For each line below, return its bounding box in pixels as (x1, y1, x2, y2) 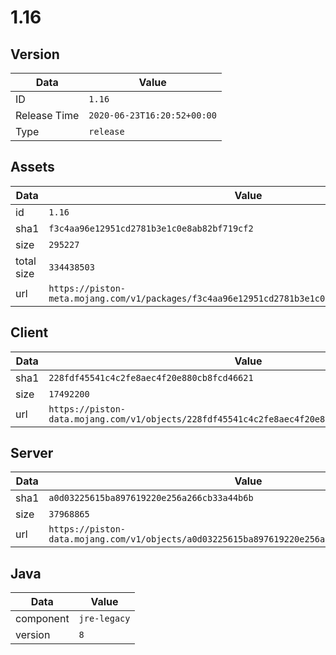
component (15, 612, 70, 626)
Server (10, 445, 54, 462)
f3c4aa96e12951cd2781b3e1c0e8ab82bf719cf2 (48, 222, 254, 234)
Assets (10, 159, 55, 176)
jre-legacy (78, 613, 131, 625)
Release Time (15, 109, 80, 122)
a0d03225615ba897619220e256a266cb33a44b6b (48, 492, 254, 504)
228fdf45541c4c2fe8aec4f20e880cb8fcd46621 (48, 372, 254, 383)
